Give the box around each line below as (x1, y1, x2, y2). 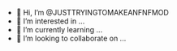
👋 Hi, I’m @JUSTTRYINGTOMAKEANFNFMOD (15, 8, 169, 17)
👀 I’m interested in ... (15, 16, 85, 26)
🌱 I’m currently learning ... (15, 25, 103, 34)
